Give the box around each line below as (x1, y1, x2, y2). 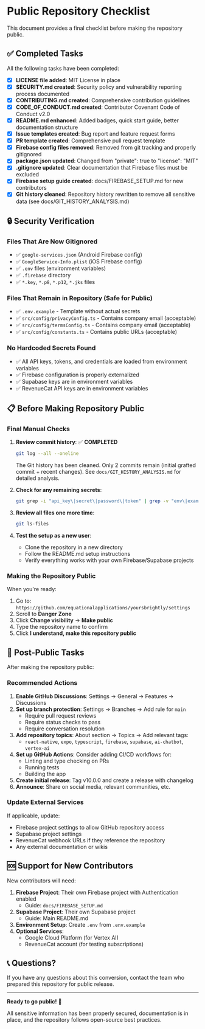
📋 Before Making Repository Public (7, 403, 145, 414)
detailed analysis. (15, 474, 60, 482)
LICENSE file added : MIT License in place (15, 76, 121, 83)
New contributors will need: (7, 877, 76, 884)
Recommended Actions (7, 679, 78, 687)
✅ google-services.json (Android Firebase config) (15, 251, 142, 258)
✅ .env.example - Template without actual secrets (15, 308, 141, 315)
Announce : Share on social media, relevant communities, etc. (15, 783, 171, 790)
